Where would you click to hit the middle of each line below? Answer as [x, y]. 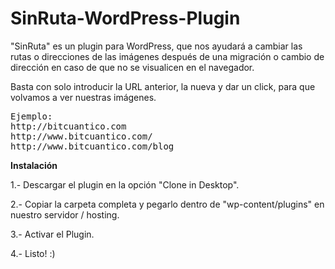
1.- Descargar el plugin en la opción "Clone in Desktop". [125, 184]
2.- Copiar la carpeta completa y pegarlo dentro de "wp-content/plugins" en [167, 204]
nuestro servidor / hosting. [65, 214]
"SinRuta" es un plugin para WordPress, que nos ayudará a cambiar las [156, 46]
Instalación [34, 165]
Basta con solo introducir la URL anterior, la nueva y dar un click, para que [163, 86]
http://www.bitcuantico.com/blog [92, 146]
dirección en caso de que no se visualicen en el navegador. [132, 67]
